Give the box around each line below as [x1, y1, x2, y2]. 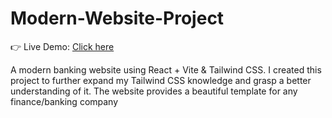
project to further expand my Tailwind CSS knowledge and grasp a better [10, 74, 312, 86]
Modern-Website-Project [10, 7, 225, 30]
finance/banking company [10, 95, 119, 107]
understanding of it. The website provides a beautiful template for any [10, 85, 298, 97]
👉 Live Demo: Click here [10, 40, 115, 52]
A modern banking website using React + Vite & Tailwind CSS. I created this [10, 63, 322, 76]
